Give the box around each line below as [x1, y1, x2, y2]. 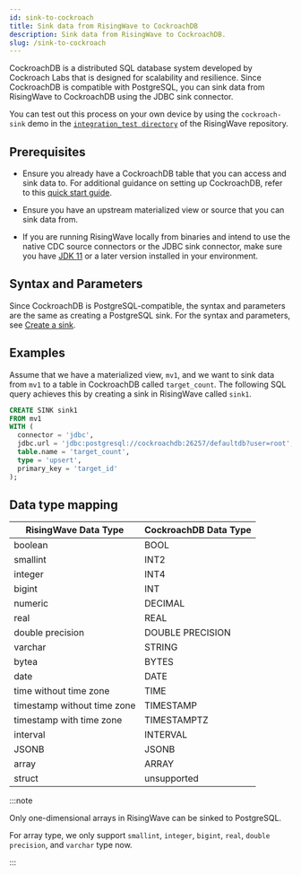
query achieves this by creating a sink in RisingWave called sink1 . [9, 388, 253, 399]
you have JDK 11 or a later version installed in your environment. [21, 250, 258, 261]
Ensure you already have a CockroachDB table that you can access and [21, 168, 287, 179]
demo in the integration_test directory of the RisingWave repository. [27, 118, 289, 129]
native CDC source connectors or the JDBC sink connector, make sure [21, 241, 283, 252]
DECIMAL [144, 598, 185, 610]
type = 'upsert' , [17, 455, 82, 465]
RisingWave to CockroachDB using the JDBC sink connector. [9, 92, 234, 102]
